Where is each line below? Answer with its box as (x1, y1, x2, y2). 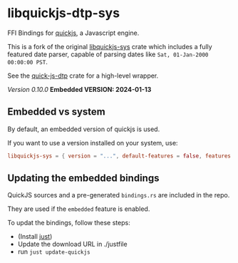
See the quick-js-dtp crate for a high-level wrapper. (7, 71, 159, 80)
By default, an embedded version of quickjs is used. (7, 125, 160, 133)
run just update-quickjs (17, 247, 90, 256)
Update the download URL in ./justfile (17, 240, 128, 249)
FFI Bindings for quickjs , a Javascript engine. (7, 29, 140, 37)
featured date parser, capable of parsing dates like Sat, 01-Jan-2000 (7, 50, 209, 58)
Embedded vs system (7, 105, 105, 118)
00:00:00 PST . (7, 57, 48, 66)
